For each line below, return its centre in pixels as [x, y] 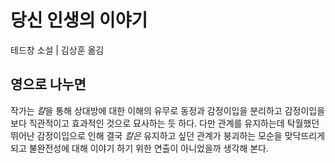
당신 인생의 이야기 [79, 20]
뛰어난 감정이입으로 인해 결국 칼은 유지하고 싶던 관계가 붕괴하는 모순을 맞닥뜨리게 [168, 135]
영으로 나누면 [48, 84]
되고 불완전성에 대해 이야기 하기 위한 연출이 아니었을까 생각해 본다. [139, 148]
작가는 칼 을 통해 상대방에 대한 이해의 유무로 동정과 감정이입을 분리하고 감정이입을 [168, 110]
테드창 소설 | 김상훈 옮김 [57, 50]
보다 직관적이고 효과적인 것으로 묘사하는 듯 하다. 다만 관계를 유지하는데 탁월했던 [165, 123]
